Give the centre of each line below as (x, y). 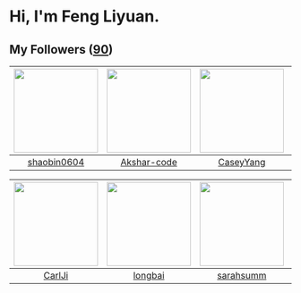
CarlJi (56, 276)
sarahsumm (242, 276)
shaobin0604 (56, 162)
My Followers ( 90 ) (61, 50)
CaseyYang (242, 162)
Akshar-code (149, 162)
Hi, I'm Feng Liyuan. (84, 17)
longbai (149, 276)
